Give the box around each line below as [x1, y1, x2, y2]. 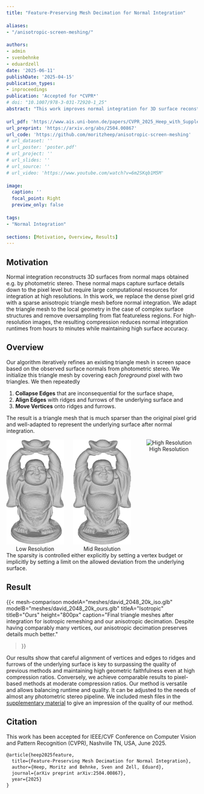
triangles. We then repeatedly [6, 378, 80, 385]
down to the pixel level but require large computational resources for [6, 286, 178, 294]
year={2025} [12, 776, 42, 782]
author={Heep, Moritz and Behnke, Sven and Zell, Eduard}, [12, 764, 165, 770]
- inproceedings [6, 87, 47, 93]
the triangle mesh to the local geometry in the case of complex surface [6, 305, 184, 313]
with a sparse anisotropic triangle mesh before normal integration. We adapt [6, 299, 197, 307]
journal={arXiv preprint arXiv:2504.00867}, [12, 770, 126, 776]
